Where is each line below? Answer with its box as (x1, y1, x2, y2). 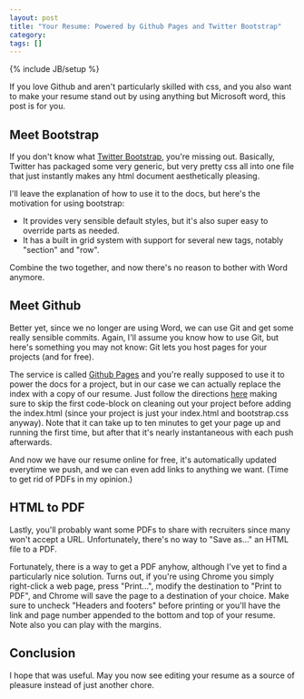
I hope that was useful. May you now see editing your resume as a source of (9, 670, 295, 681)
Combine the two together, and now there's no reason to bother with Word (9, 262, 288, 273)
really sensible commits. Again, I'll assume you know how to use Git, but (9, 331, 279, 342)
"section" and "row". (22, 245, 100, 256)
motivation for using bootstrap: (9, 198, 125, 209)
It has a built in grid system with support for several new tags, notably (22, 235, 284, 246)
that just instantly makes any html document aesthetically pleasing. (9, 170, 260, 182)
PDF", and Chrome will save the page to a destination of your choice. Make (9, 590, 289, 601)
